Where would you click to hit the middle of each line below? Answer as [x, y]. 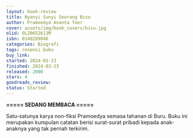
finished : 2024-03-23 [33, 66]
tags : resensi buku [30, 50]
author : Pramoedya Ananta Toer [44, 22]
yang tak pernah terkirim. [59, 128]
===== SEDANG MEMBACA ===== [50, 105]
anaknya [16, 128]
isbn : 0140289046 [27, 39]
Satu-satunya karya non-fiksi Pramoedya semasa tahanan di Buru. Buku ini [97, 116]
